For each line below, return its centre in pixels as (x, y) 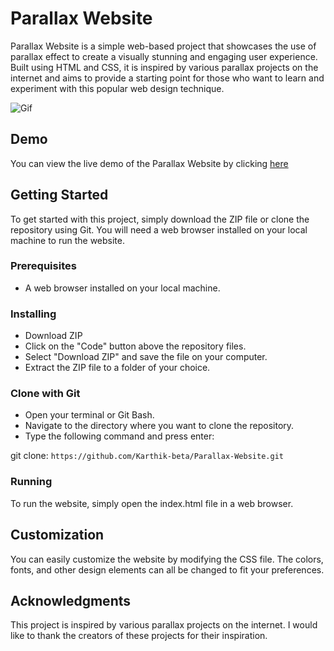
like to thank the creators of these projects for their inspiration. (139, 636)
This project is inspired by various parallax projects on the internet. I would (164, 625)
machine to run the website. (68, 240)
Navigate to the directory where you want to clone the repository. (159, 426)
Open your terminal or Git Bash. (89, 415)
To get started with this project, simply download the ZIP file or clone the (160, 219)
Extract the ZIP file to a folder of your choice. (117, 368)
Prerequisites (43, 266)
